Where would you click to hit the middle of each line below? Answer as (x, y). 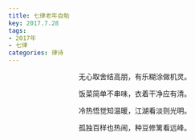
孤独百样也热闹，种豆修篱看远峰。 (135, 128)
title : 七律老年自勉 (39, 16)
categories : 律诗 (36, 53)
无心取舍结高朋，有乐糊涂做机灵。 (135, 76)
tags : (17, 30)
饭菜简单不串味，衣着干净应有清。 (135, 94)
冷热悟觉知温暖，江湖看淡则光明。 (135, 110)
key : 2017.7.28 (34, 23)
